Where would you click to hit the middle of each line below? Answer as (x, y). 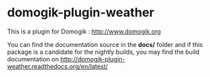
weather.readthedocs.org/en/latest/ (57, 66)
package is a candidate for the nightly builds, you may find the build (103, 52)
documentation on (33, 59)
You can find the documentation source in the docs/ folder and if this (105, 44)
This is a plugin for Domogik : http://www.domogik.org (84, 31)
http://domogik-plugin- (93, 59)
